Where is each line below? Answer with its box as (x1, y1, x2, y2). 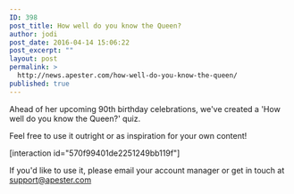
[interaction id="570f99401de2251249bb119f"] (9, 148, 181, 158)
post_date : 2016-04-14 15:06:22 (9, 37, 130, 47)
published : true (9, 79, 70, 88)
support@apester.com (9, 174, 92, 185)
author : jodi (9, 29, 58, 38)
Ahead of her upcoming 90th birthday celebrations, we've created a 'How (9, 103, 281, 114)
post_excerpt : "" (9, 46, 74, 55)
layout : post (9, 54, 58, 63)
